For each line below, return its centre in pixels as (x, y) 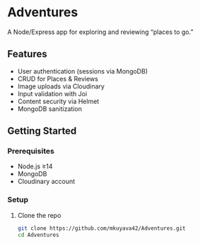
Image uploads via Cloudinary (61, 86)
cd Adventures (38, 235)
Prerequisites (31, 151)
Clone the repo (39, 215)
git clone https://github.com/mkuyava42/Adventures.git (101, 228)
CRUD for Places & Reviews (58, 79)
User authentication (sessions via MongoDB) (83, 71)
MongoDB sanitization (50, 109)
